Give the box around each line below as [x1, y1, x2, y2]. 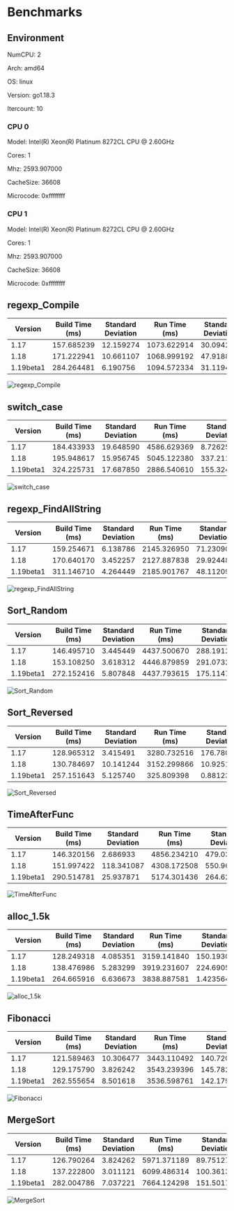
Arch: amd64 [7, 64, 45, 72]
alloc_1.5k [7, 911, 50, 922]
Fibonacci [7, 1012, 51, 1024]
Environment [7, 32, 65, 44]
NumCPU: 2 [7, 50, 42, 59]
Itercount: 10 [7, 105, 43, 112]
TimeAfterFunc [7, 809, 75, 821]
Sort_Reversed [7, 707, 73, 719]
